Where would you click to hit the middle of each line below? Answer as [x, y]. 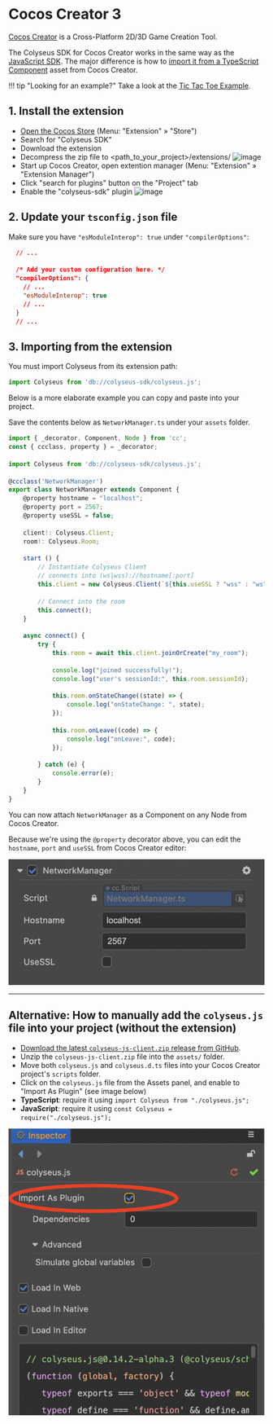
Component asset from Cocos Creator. [73, 69]
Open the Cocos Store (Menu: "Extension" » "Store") [108, 130]
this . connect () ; [65, 610]
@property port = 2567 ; [63, 507]
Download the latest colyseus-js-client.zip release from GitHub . [130, 1048]
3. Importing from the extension [91, 347]
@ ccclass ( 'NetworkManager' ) [56, 481]
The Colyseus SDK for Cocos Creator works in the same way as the [121, 52]
